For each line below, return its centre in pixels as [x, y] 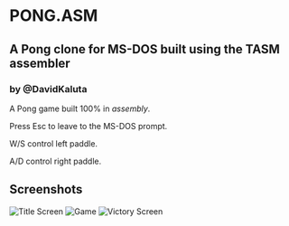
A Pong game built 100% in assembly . [80, 108]
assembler [40, 63]
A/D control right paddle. [56, 161]
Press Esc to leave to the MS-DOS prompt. [89, 126]
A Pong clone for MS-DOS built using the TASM [144, 49]
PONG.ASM [54, 16]
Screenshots [46, 189]
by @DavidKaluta [48, 89]
